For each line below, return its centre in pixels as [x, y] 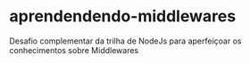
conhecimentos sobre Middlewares [74, 50]
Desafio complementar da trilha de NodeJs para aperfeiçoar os [125, 41]
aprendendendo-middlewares [123, 16]
